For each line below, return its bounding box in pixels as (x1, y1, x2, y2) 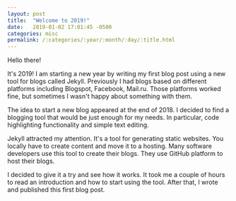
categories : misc (7, 30, 59, 37)
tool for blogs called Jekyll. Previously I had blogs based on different (7, 77, 207, 85)
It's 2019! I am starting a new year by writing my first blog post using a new (7, 70, 226, 78)
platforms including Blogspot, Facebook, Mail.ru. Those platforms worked (7, 85, 221, 93)
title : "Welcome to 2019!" (7, 17, 90, 24)
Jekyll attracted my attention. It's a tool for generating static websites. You (7, 135, 224, 143)
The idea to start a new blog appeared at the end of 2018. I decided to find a (7, 106, 230, 114)
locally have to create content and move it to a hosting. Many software (7, 142, 212, 150)
